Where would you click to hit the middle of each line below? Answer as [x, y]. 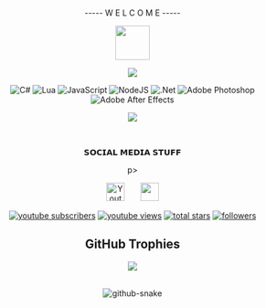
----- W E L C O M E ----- [132, 13]
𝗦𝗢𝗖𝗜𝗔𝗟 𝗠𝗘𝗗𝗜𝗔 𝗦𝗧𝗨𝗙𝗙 [133, 152]
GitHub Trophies [133, 244]
